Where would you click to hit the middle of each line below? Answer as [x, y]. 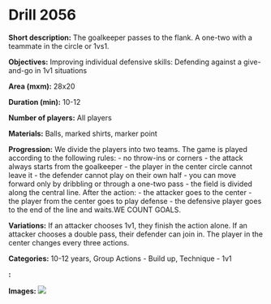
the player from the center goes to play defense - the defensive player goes [135, 201]
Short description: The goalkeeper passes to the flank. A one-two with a [131, 37]
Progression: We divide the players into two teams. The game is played [128, 149]
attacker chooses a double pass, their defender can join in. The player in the [136, 234]
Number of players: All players [60, 117]
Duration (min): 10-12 [45, 102]
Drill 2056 [43, 15]
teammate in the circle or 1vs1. [59, 46]
